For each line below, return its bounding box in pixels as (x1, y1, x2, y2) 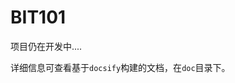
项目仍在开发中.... (10, 40, 83, 52)
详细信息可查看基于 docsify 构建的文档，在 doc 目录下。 (10, 61, 231, 73)
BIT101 (10, 6, 67, 29)
